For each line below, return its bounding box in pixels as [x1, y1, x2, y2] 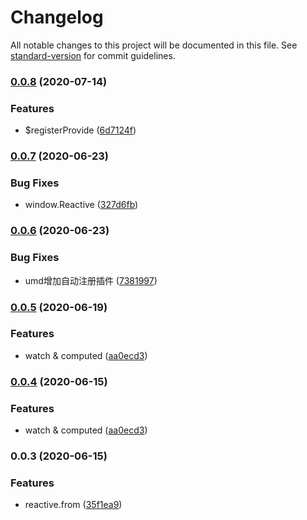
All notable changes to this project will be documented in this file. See [10, 39, 298, 51]
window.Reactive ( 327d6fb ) [24, 199, 139, 211]
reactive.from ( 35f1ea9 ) [24, 499, 123, 511]
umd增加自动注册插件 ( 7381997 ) [24, 274, 158, 286]
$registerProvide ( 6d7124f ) [24, 124, 137, 136]
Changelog [10, 6, 104, 29]
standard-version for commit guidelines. [10, 49, 176, 61]
